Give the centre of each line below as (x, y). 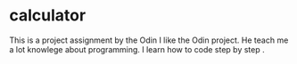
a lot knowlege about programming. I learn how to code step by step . (137, 49)
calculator (48, 16)
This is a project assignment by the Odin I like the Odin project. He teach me (149, 40)
